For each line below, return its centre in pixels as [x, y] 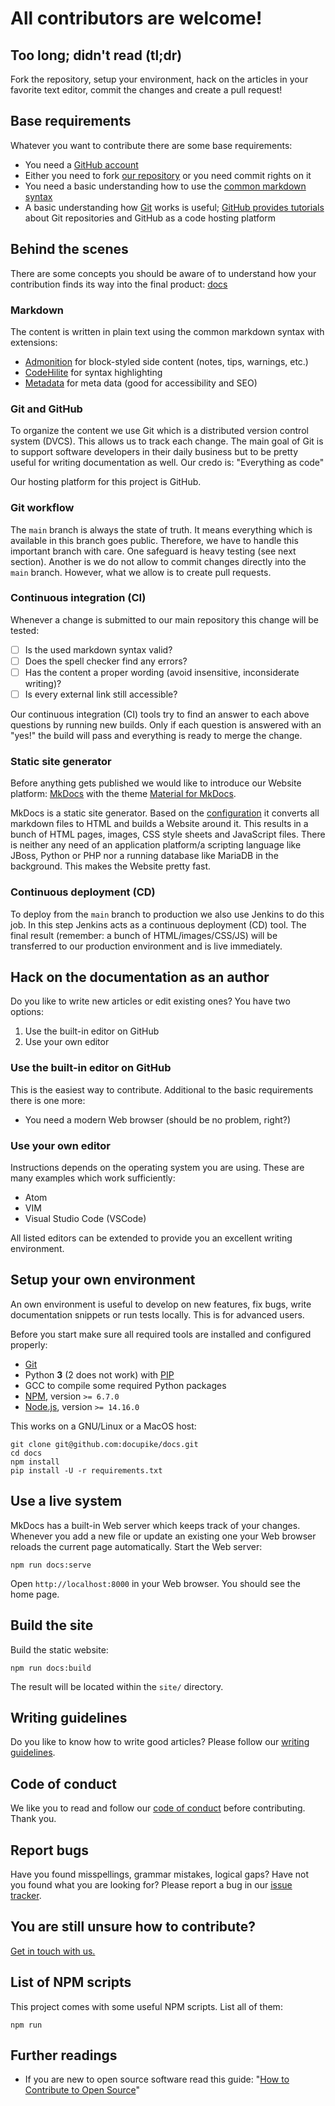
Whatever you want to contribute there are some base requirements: [151, 145]
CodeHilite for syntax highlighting [93, 372]
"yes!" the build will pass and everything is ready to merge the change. [156, 736]
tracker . [26, 1895]
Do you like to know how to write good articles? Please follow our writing [160, 1742]
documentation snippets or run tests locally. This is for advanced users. [157, 1314]
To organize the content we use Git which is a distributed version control [159, 431]
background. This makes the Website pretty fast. [111, 866]
